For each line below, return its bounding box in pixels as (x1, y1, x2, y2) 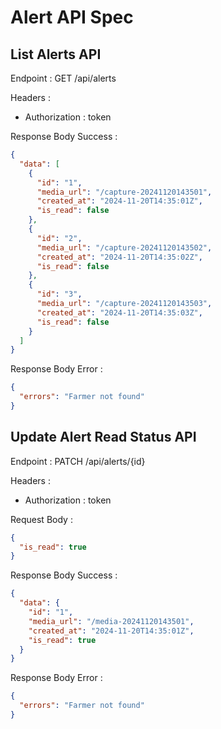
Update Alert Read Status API (10, 429, 197, 446)
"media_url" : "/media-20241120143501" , (28, 616, 195, 626)
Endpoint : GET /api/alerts (10, 72, 117, 84)
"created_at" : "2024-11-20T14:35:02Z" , (36, 252, 203, 262)
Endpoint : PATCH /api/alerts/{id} (10, 455, 146, 467)
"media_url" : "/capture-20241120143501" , (36, 187, 213, 197)
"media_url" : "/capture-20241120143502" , (36, 242, 213, 253)
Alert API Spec (10, 6, 134, 29)
